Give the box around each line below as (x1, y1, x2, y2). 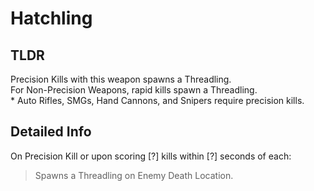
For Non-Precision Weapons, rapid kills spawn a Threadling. (10, 84, 258, 96)
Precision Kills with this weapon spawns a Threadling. (10, 73, 232, 85)
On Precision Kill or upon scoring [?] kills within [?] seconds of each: (10, 150, 292, 162)
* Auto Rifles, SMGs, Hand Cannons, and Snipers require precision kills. (10, 95, 305, 106)
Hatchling (10, 7, 93, 30)
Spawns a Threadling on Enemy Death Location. (34, 169, 234, 181)
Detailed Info (10, 123, 92, 141)
